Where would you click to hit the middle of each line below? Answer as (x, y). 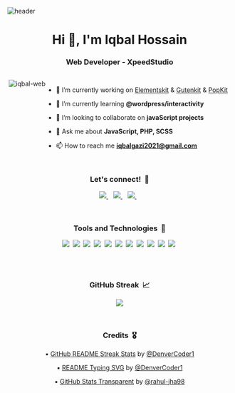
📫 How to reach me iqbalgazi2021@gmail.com (126, 146)
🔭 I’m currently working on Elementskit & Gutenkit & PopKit (142, 90)
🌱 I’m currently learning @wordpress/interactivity (130, 104)
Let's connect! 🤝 (120, 180)
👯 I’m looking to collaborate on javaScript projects (130, 118)
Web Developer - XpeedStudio (120, 62)
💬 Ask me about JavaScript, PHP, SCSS (114, 131)
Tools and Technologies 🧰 (120, 228)
